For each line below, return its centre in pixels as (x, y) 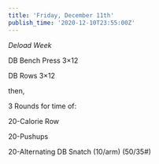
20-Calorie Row (33, 121)
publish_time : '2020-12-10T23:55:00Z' (72, 23)
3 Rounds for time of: (43, 106)
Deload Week (30, 45)
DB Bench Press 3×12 (43, 60)
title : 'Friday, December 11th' (61, 15)
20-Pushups (28, 136)
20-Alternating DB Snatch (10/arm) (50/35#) (80, 151)
